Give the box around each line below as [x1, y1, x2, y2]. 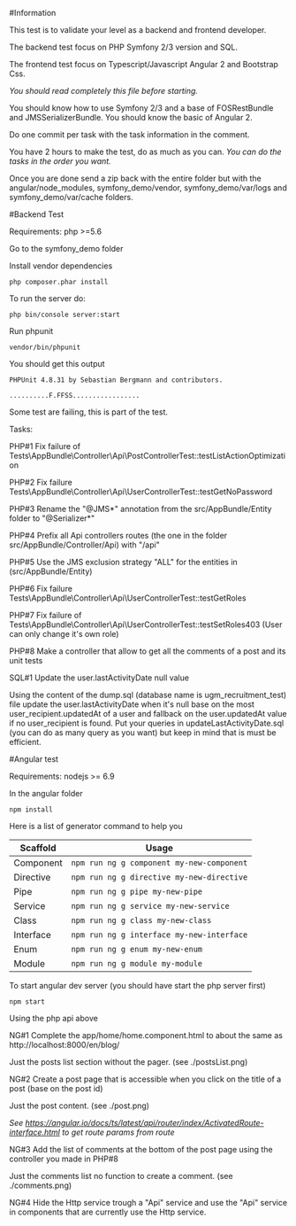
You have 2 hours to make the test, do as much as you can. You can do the [9, 146, 282, 157]
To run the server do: [9, 293, 86, 304]
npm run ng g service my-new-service [71, 901, 230, 911]
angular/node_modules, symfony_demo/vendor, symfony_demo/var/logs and [9, 182, 287, 193]
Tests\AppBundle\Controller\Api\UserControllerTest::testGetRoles [9, 593, 247, 603]
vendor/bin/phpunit [9, 343, 81, 352]
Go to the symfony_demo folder [9, 244, 124, 253]
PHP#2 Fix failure [9, 477, 72, 487]
